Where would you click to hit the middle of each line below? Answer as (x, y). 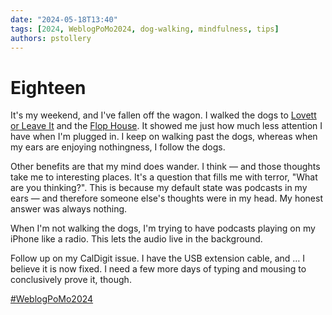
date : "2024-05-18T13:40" (64, 19)
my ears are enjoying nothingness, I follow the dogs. (118, 147)
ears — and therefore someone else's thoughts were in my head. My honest (166, 198)
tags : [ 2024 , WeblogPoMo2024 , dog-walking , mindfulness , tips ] (145, 29)
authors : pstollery (51, 38)
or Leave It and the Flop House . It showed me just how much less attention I (166, 126)
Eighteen (48, 87)
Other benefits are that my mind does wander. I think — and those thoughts (165, 167)
